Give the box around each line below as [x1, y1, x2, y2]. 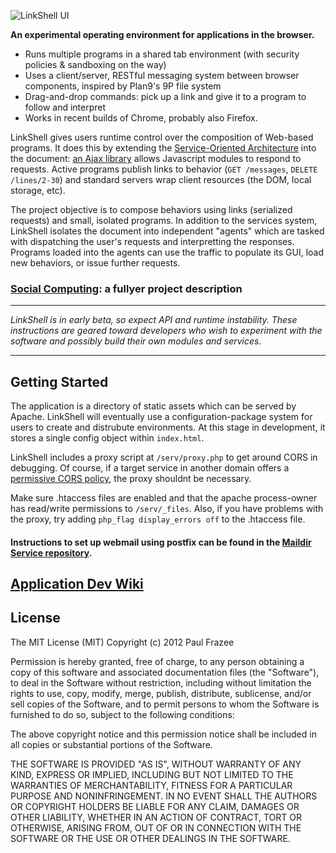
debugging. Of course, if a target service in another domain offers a [10, 462, 290, 474]
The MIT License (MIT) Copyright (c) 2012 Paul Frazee [10, 636, 235, 648]
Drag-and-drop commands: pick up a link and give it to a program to [24, 91, 307, 102]
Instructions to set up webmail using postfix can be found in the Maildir [10, 536, 312, 548]
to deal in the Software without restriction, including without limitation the [10, 676, 312, 689]
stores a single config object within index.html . [10, 432, 205, 444]
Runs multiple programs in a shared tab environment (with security [24, 48, 300, 60]
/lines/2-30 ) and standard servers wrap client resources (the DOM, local [10, 174, 312, 185]
